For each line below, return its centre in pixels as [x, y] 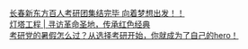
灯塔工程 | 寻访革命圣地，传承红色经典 [80, 24]
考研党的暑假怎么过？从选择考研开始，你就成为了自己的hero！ [124, 35]
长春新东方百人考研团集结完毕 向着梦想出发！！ [97, 13]
